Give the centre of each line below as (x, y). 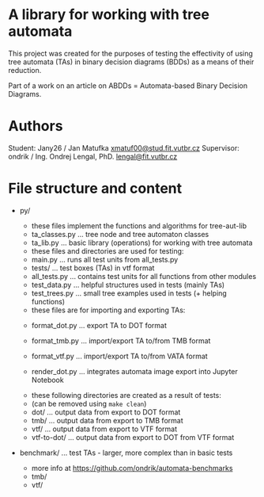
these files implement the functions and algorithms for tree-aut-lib (139, 226)
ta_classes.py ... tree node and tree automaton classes (120, 234)
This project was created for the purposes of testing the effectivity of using (130, 53)
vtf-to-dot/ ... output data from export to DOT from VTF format (133, 437)
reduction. (25, 70)
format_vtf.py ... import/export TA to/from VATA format (119, 356)
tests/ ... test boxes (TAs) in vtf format (93, 268)
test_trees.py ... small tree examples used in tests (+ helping (129, 293)
